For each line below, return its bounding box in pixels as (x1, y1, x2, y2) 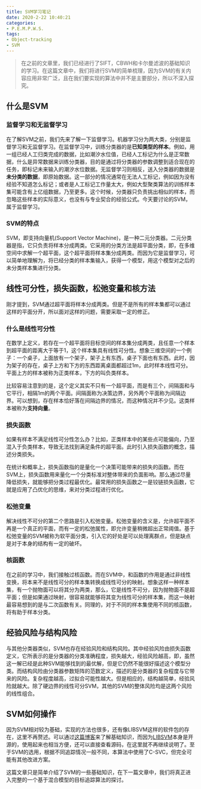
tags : (6, 31, 20, 37)
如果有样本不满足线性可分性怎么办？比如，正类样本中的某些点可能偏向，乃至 (6, 436, 195, 443)
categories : (6, 20, 36, 26)
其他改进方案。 (16, 756, 54, 763)
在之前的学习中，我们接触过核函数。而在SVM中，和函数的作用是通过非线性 (6, 571, 191, 578)
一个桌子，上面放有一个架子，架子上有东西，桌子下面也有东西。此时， (16, 354, 190, 361)
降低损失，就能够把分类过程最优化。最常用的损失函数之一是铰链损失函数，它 (6, 478, 195, 486)
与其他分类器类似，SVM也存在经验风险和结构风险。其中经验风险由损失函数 (6, 644, 191, 652)
